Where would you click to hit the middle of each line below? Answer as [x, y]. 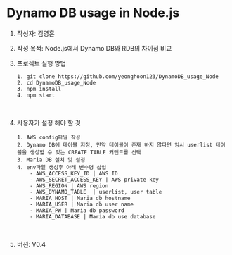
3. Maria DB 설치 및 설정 [51, 160]
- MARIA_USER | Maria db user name [82, 204]
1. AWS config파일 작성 [49, 137]
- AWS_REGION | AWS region [69, 186]
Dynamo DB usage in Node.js [93, 13]
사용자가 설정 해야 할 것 [49, 123]
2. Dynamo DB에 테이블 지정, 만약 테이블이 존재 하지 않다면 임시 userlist [115, 145]
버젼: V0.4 [31, 244]
